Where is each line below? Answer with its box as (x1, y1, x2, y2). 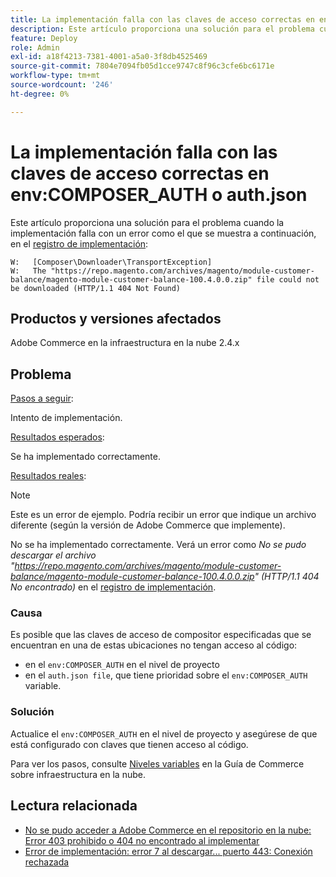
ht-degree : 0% (10, 89, 70, 99)
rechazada (24, 856, 70, 868)
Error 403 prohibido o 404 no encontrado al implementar (24, 834, 260, 846)
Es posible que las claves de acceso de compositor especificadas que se (10, 629, 312, 641)
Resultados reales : (10, 470, 87, 482)
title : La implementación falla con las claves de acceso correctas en (10, 14, 315, 25)
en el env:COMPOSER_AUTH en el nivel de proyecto (24, 659, 220, 671)
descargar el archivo (10, 549, 97, 561)
